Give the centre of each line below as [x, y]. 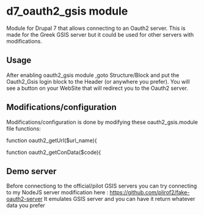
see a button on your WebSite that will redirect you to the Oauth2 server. [97, 88]
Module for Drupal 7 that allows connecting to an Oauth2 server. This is [96, 28]
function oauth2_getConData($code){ [54, 152]
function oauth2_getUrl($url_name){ [52, 140]
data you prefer [26, 205]
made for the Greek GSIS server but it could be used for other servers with [100, 34]
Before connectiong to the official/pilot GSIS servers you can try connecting [102, 186]
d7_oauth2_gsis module [67, 11]
